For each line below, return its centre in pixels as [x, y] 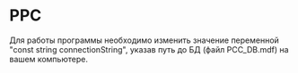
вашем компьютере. [48, 59]
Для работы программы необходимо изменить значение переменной [145, 40]
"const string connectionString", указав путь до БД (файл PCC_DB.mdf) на [149, 49]
